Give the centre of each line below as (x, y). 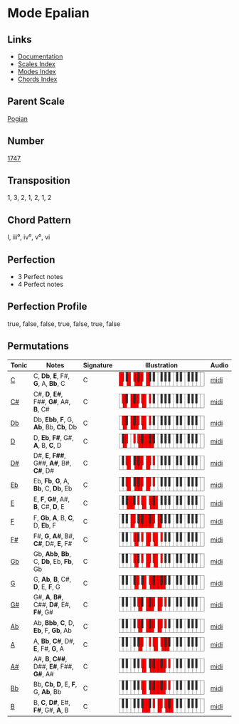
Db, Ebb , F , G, (53, 419)
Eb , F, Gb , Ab (53, 630)
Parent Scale (36, 101)
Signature (98, 365)
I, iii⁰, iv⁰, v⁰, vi (29, 237)
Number (26, 141)
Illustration (161, 365)
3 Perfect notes (41, 277)
